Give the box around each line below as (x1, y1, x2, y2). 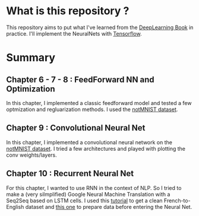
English (6, 203, 24, 210)
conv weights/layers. (6, 151, 58, 158)
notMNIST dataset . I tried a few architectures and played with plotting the (6, 145, 186, 152)
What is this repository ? (6, 4, 129, 18)
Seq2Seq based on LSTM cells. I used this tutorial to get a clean (6, 197, 163, 204)
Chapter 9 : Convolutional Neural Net (6, 123, 146, 133)
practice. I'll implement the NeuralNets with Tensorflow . (6, 30, 142, 37)
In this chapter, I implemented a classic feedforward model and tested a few (6, 99, 192, 106)
